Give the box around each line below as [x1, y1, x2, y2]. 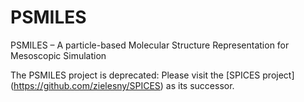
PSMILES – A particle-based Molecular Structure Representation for [10, 39, 290, 51]
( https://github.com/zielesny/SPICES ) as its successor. [10, 79, 235, 91]
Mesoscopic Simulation [10, 49, 107, 61]
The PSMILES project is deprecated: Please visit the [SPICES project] [10, 69, 295, 81]
